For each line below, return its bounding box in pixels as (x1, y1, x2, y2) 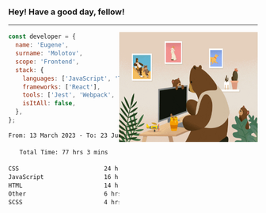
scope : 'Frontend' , (15, 58, 80, 66)
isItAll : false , (22, 100, 77, 108)
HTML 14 (8, 181, 112, 190)
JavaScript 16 (8, 173, 112, 181)
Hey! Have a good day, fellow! (8, 6, 125, 17)
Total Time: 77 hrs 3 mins (19, 148, 108, 156)
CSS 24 (8, 165, 112, 173)
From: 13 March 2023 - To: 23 (8, 131, 108, 139)
